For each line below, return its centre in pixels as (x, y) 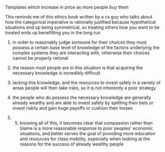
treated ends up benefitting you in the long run (53, 33)
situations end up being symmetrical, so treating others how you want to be (82, 27)
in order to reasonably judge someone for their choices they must (80, 42)
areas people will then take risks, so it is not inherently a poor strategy (84, 88)
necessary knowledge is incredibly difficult (56, 73)
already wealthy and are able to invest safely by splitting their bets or (83, 103)
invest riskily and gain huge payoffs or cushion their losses (72, 108)
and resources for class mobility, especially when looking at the (85, 139)
